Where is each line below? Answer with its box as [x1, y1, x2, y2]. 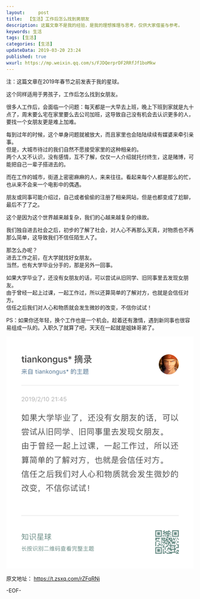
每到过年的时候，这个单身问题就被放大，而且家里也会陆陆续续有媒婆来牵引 [6, 131, 189, 138]
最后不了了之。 [6, 200, 43, 208]
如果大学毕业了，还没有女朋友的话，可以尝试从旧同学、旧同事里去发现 [6, 274, 179, 281]
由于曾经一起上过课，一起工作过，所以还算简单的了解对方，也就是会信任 [6, 289, 183, 296]
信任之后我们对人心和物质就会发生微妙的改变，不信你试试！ [6, 304, 152, 311]
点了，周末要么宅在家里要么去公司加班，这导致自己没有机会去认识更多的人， [6, 110, 194, 118]
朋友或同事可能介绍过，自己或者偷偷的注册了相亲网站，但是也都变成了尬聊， [6, 193, 194, 200]
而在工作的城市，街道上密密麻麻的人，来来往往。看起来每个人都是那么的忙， [6, 173, 194, 180]
